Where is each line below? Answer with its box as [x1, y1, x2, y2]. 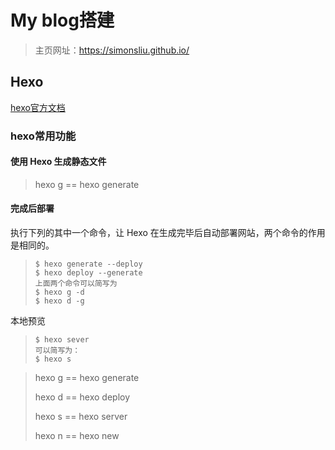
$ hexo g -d [34, 287, 85, 298]
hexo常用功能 [10, 129, 77, 143]
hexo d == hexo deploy [34, 391, 131, 403]
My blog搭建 [10, 9, 115, 32]
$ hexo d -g [34, 296, 85, 306]
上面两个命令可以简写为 [34, 279, 118, 289]
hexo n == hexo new [34, 430, 120, 442]
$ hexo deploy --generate [34, 268, 143, 278]
